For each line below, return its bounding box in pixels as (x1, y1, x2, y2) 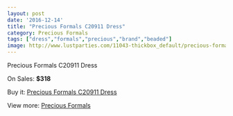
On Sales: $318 (7, 75, 51, 83)
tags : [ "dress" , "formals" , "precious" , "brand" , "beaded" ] (7, 36, 172, 43)
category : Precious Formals (7, 29, 89, 37)
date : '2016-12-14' (7, 17, 64, 23)
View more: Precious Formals (7, 101, 92, 109)
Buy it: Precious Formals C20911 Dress (7, 88, 117, 96)
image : (7, 42, 26, 49)
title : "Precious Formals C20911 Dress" (7, 23, 126, 30)
